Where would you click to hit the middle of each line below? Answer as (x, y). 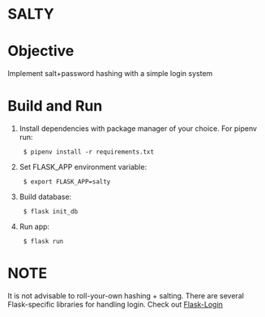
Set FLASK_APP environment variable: (83, 167)
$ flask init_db (51, 212)
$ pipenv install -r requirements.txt (89, 152)
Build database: (45, 197)
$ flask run (43, 242)
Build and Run (55, 106)
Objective (41, 51)
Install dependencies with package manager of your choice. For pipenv (138, 129)
